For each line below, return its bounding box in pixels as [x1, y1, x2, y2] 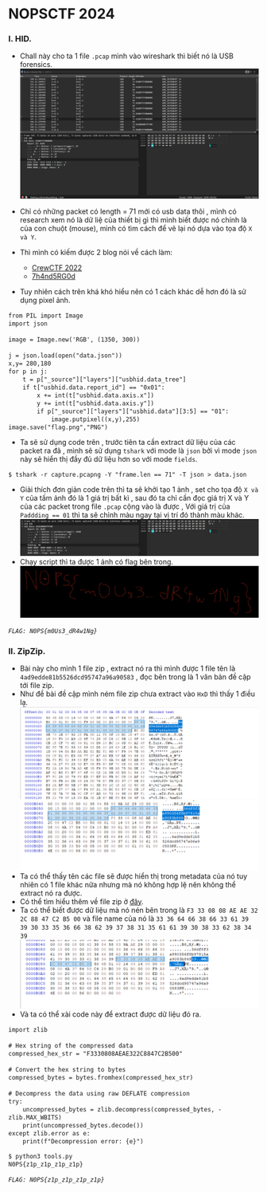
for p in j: [8, 368, 48, 376]
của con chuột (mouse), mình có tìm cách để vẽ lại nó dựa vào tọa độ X [19, 224, 253, 234]
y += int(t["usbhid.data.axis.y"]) [37, 399, 155, 407]
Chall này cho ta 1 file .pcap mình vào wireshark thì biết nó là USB [19, 51, 234, 61]
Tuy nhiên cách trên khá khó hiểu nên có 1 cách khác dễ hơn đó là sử [19, 287, 246, 297]
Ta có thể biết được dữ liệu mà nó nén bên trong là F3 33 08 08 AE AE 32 [19, 905, 258, 915]
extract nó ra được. [19, 888, 83, 898]
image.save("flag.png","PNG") [8, 423, 109, 431]
